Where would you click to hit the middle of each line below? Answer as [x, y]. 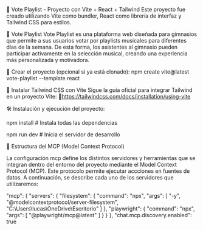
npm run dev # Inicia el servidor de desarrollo [63, 134]
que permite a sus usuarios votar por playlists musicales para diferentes [97, 40]
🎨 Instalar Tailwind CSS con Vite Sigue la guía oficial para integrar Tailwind [99, 90]
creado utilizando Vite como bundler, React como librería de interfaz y [94, 16]
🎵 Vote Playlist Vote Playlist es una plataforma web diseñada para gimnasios [102, 34]
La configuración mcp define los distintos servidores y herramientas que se [101, 158]
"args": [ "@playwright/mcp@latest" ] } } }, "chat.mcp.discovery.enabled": [99, 215]
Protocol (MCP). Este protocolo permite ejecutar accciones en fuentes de [98, 171]
